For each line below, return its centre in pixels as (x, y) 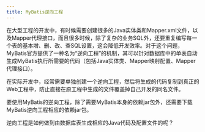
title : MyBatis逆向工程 (35, 12)
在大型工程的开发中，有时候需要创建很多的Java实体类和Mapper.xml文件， (99, 30)
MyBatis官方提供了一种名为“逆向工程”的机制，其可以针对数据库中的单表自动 (102, 53)
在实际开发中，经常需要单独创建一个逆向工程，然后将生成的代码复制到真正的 (103, 81)
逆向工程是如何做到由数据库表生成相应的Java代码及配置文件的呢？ (90, 122)
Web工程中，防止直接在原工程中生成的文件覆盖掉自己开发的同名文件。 (95, 89)
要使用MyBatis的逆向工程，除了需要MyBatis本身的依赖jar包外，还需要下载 (99, 102)
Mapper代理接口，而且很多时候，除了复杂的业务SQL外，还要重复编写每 (102, 38)
